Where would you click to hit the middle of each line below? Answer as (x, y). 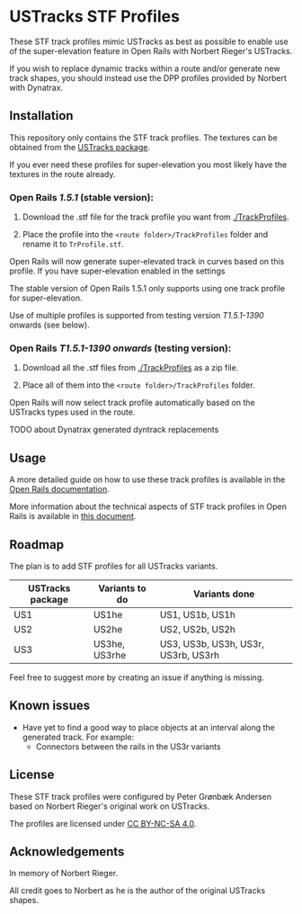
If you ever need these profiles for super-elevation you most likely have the (148, 165)
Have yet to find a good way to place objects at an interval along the (149, 727)
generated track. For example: (78, 737)
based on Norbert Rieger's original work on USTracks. (110, 806)
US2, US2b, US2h (197, 629)
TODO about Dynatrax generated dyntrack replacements (114, 430)
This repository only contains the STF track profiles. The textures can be (144, 138)
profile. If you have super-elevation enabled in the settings (117, 271)
